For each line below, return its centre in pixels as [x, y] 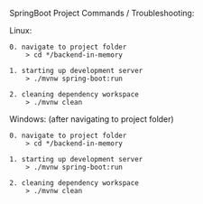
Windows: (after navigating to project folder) [92, 119]
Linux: [21, 30]
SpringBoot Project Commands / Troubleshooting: [102, 13]
